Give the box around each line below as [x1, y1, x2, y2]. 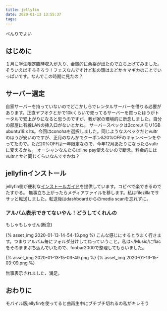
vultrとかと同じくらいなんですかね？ [5, 153, 80, 159]
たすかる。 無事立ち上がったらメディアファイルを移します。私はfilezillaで [5, 190, 155, 196]
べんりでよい [5, 31, 32, 37]
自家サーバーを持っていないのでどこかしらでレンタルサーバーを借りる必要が [5, 104, 162, 109]
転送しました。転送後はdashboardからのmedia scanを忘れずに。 [18, 196, 151, 202]
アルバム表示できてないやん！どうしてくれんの [5, 209, 117, 216]
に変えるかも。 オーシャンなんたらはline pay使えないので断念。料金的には [5, 147, 158, 153]
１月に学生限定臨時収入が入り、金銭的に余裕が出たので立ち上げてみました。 [5, 61, 162, 67]
